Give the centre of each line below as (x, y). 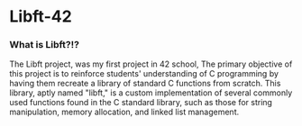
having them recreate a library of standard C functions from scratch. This (145, 84)
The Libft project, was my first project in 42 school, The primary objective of (151, 64)
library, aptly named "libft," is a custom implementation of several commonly (151, 93)
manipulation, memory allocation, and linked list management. (124, 112)
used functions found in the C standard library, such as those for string (141, 103)
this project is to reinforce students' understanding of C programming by (144, 74)
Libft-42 (41, 17)
